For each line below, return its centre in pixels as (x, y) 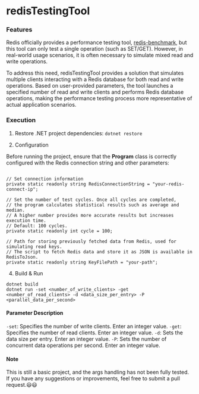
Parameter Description (35, 313)
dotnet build (22, 284)
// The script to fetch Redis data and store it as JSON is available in (99, 252)
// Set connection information (45, 179)
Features (19, 30)
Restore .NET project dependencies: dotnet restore (78, 133)
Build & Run (29, 273)
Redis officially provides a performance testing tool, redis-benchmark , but (97, 42)
